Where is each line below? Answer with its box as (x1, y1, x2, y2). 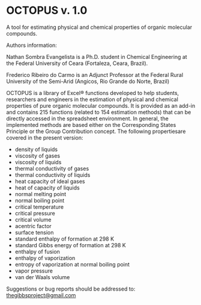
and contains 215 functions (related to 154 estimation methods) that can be (6, 108, 191, 116)
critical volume (14, 216, 52, 223)
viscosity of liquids (14, 158, 62, 165)
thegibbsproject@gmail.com (6, 291, 76, 298)
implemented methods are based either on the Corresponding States (6, 121, 176, 128)
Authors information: (6, 42, 57, 49)
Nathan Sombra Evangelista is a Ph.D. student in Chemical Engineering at (6, 53, 187, 60)
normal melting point (14, 190, 67, 197)
